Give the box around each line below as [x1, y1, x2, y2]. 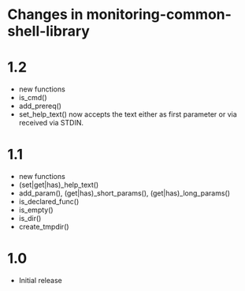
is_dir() [18, 214, 42, 223]
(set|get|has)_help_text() [18, 180, 99, 190]
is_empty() [18, 205, 54, 215]
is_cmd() [18, 93, 48, 103]
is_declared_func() [18, 197, 80, 207]
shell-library [7, 22, 90, 40]
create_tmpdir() [18, 222, 69, 232]
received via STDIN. [18, 118, 84, 128]
